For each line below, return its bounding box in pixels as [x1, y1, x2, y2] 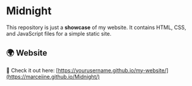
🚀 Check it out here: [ [6, 66, 58, 74]
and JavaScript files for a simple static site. [6, 30, 112, 37]
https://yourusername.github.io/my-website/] [58, 66, 169, 74]
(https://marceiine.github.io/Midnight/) [6, 73, 100, 80]
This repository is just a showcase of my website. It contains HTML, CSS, [6, 24, 187, 31]
